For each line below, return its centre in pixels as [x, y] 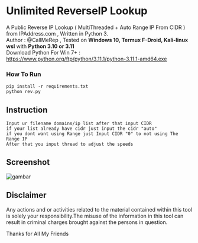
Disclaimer [26, 195]
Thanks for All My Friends [38, 234]
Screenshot [28, 162]
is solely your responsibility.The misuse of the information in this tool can [95, 216]
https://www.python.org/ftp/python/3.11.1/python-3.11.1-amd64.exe [87, 59]
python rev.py [24, 92]
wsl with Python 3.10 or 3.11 [40, 46]
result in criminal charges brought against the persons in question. [87, 222]
